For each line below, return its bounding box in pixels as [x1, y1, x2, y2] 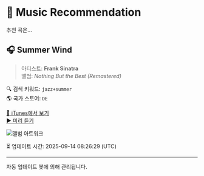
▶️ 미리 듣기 [6, 117, 35, 124]
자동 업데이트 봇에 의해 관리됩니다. [6, 163, 87, 170]
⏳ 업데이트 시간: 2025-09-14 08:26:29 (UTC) [6, 142, 117, 150]
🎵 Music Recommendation [6, 5, 141, 19]
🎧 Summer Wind [6, 45, 73, 55]
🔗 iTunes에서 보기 [6, 109, 50, 117]
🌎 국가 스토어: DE [6, 94, 48, 102]
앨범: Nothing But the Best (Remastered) [21, 72, 122, 79]
